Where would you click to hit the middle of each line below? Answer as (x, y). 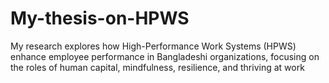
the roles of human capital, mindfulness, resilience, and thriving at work (157, 67)
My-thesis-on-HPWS (100, 18)
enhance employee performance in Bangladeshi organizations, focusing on (165, 56)
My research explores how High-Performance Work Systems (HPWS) (153, 46)
